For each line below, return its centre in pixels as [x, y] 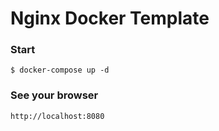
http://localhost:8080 [57, 116]
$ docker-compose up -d [60, 70]
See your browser [54, 95]
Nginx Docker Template [110, 18]
